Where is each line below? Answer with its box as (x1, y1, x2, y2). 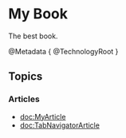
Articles (8, 93, 40, 104)
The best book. (8, 31, 58, 41)
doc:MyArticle (19, 112, 66, 121)
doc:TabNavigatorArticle (19, 120, 100, 130)
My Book (8, 5, 68, 23)
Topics (8, 69, 43, 84)
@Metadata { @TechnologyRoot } (8, 46, 119, 56)
